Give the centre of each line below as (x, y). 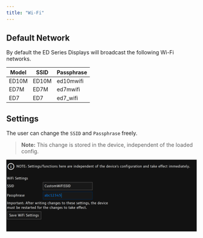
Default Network (38, 38)
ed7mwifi (68, 89)
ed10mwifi (70, 81)
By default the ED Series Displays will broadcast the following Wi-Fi (90, 53)
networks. (19, 59)
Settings (23, 119)
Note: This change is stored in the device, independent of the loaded (107, 145)
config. (30, 151)
